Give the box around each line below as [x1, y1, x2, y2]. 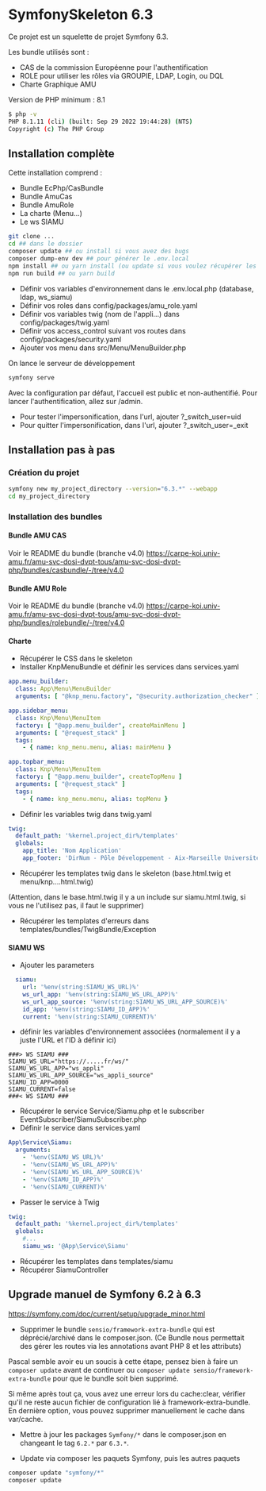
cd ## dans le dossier [8, 240, 83, 248]
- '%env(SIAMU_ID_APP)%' [22, 1175, 104, 1184]
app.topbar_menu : [8, 758, 66, 766]
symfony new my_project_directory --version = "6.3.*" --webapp [8, 485, 218, 493]
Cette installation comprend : [8, 168, 103, 178]
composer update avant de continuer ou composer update [8, 1365, 190, 1374]
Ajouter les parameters [19, 961, 95, 970]
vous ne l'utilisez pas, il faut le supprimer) [8, 900, 144, 910]
